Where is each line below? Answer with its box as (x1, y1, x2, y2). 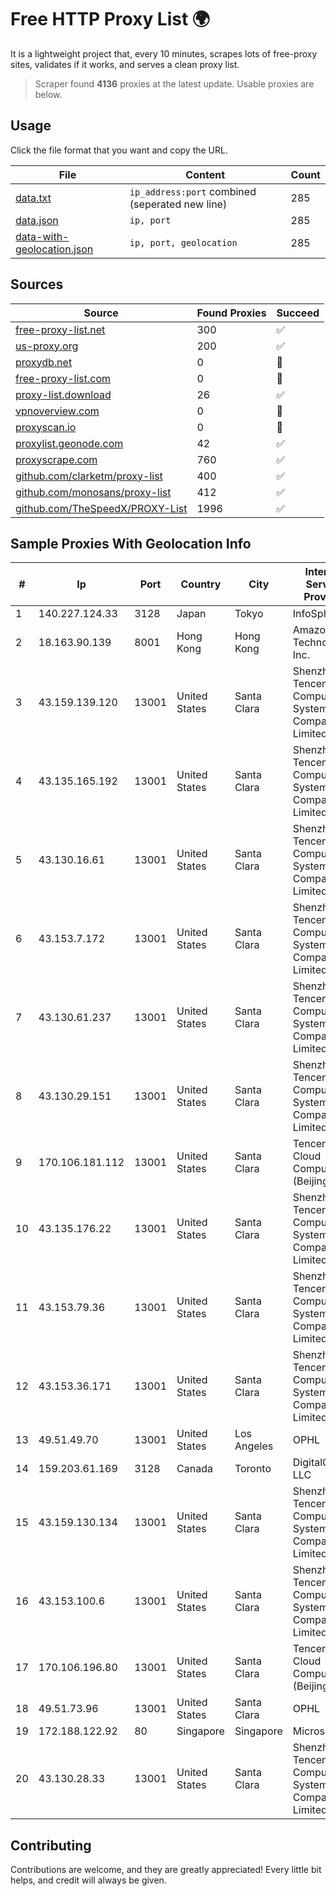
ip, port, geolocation (129, 237, 238, 248)
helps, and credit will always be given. (10, 1874, 167, 1886)
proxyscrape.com (15, 452, 98, 466)
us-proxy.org (15, 339, 79, 353)
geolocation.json (15, 242, 94, 256)
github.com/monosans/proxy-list (15, 485, 172, 499)
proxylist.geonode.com (15, 436, 124, 450)
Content (185, 167, 226, 181)
